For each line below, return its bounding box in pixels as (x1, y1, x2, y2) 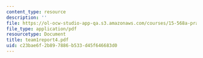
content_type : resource (6, 8, 66, 15)
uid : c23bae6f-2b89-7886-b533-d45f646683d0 (6, 43, 118, 49)
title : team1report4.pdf (6, 37, 69, 43)
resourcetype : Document (6, 31, 66, 37)
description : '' (6, 14, 47, 21)
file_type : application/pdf (6, 25, 77, 32)
